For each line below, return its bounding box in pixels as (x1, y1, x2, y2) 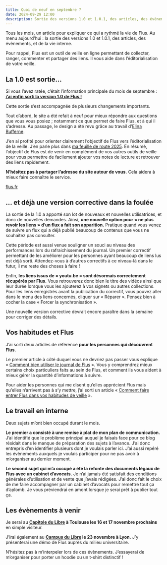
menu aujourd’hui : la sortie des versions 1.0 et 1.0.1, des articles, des (5, 35, 146, 41)
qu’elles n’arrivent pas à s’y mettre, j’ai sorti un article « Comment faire (5, 387, 149, 393)
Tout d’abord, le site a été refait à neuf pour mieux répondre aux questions (5, 113, 158, 119)
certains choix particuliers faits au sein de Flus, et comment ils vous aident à (5, 367, 162, 373)
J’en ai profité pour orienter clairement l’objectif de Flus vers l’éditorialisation (5, 138, 162, 144)
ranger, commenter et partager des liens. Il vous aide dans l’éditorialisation (5, 56, 158, 62)
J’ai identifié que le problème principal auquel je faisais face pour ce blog (5, 435, 155, 440)
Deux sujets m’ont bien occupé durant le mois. (5, 420, 101, 426)
